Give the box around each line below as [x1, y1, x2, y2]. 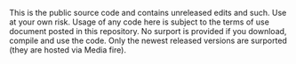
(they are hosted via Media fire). [9, 45, 127, 55]
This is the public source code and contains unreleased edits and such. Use [9, 8, 287, 18]
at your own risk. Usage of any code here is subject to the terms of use [9, 17, 269, 27]
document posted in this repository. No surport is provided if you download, [9, 26, 287, 36]
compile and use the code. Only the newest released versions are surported [9, 35, 287, 46]
